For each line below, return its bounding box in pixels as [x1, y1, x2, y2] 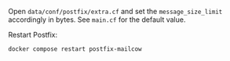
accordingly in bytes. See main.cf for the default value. [8, 15, 186, 24]
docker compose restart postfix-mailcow [8, 45, 143, 53]
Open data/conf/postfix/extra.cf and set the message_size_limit [8, 7, 223, 16]
